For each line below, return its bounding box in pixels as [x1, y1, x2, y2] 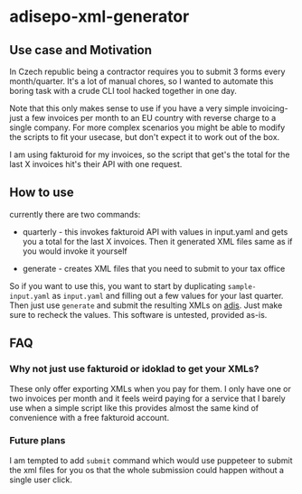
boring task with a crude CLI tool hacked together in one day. [9, 86, 238, 96]
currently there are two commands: [9, 209, 141, 219]
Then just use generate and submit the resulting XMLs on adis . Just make [9, 300, 283, 311]
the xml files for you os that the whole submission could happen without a [9, 464, 285, 475]
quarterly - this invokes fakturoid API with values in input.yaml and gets [22, 226, 288, 237]
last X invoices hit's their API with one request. [9, 159, 183, 169]
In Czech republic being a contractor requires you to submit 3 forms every [9, 66, 286, 77]
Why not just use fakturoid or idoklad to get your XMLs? [9, 363, 260, 376]
